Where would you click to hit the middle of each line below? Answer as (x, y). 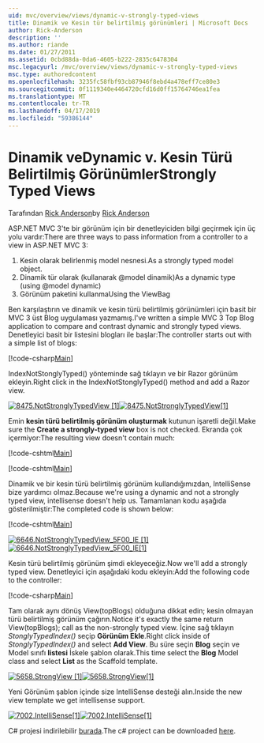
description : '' (35, 38)
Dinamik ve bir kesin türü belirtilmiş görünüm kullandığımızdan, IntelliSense (129, 484)
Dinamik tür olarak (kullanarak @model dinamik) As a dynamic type (128, 277)
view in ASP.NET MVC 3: (48, 245)
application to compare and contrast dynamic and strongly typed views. (125, 326)
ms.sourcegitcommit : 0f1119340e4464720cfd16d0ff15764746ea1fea (114, 89)
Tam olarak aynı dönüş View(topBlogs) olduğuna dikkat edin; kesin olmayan (131, 610)
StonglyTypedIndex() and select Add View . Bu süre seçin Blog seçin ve (124, 644)
